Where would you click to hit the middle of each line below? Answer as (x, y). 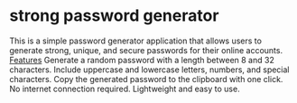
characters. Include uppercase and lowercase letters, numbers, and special (150, 70)
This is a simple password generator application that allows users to (135, 41)
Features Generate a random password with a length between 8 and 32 (142, 60)
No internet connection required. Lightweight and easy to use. (125, 89)
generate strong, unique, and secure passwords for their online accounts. (146, 50)
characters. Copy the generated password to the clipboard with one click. (146, 79)
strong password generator (114, 16)
